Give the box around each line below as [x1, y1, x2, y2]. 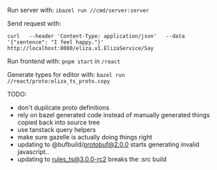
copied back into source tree [17, 118, 100, 126]
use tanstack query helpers [17, 126, 96, 134]
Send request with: [7, 19, 61, 27]
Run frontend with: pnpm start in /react [7, 57, 120, 65]
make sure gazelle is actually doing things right [17, 133, 152, 141]
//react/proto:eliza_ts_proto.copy [7, 78, 111, 85]
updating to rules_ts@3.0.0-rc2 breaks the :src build [17, 155, 167, 163]
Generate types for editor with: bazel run [7, 71, 125, 78]
